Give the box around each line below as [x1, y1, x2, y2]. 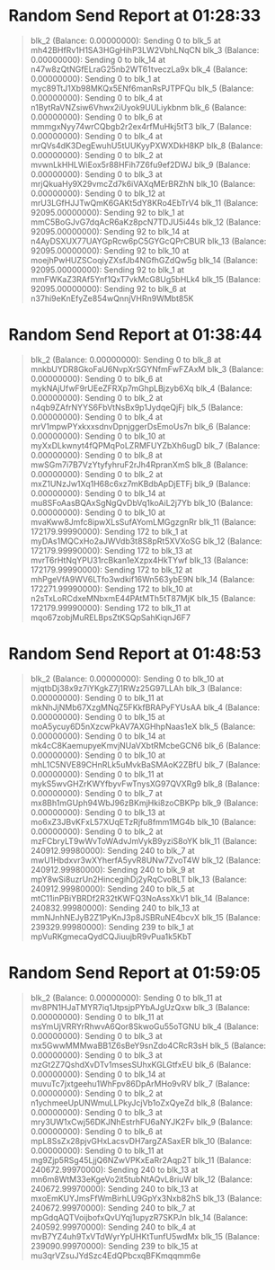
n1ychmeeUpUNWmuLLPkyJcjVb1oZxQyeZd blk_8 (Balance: [30, 1097, 253, 1108]
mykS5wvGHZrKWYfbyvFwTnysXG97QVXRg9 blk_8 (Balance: [30, 778, 260, 789]
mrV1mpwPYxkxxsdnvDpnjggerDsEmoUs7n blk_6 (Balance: [30, 421, 251, 431]
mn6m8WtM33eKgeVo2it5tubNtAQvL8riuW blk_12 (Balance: [30, 1174, 253, 1185]
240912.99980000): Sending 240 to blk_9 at [30, 864, 195, 875]
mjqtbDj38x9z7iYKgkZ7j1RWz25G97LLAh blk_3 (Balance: [30, 682, 243, 693]
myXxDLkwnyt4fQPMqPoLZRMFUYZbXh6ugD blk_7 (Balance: [30, 440, 261, 450]
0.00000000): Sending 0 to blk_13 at [30, 806, 165, 818]
